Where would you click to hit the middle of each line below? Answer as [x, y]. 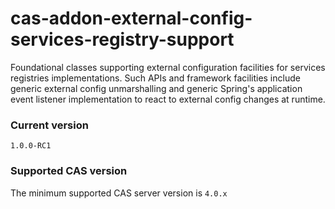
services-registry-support [122, 39]
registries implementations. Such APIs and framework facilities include [155, 78]
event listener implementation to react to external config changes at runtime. [168, 99]
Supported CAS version [69, 171]
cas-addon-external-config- [131, 18]
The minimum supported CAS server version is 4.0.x [119, 193]
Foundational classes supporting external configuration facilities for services [168, 67]
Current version [49, 125]
